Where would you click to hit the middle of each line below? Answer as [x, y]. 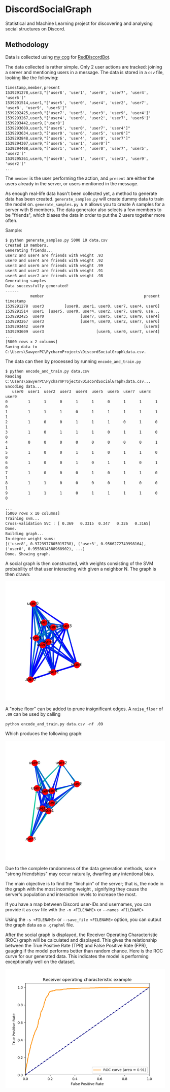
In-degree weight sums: [30, 539]
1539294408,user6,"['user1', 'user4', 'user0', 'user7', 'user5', [77, 148]
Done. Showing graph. [28, 554]
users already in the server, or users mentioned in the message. [72, 183]
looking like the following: [32, 78]
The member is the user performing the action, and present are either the [80, 178]
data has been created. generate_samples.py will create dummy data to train [84, 198]
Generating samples [26, 281]
